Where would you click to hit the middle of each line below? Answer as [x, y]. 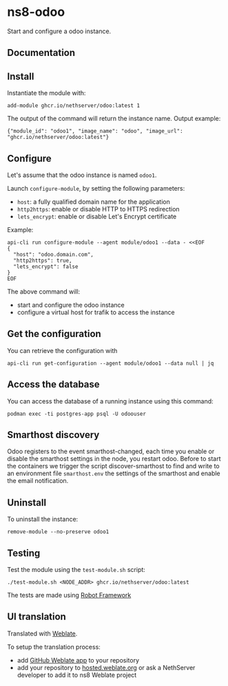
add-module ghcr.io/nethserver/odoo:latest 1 [73, 106]
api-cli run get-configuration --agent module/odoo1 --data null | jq [111, 363]
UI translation [37, 617]
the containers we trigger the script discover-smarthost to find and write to [113, 466]
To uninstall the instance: [43, 520]
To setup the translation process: [54, 647]
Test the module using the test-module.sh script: [76, 570]
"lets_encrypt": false [46, 267]
